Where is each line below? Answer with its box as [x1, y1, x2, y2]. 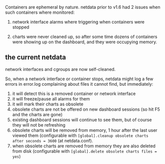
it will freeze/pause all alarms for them [12, 96, 90, 101]
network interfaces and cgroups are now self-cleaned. [5, 66, 116, 72]
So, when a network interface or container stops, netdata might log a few [5, 76, 154, 82]
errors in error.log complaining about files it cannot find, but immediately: [5, 81, 154, 87]
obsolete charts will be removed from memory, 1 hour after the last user [12, 127, 158, 133]
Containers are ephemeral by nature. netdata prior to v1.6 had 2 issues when [5, 4, 161, 10]
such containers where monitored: [5, 9, 75, 15]
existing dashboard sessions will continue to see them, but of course [12, 117, 152, 123]
